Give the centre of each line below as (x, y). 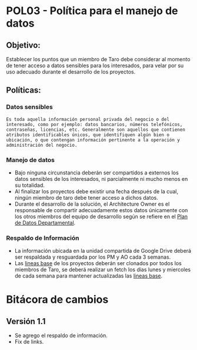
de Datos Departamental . (45, 223)
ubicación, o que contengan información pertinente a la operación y (93, 140)
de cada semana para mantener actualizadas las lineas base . (89, 276)
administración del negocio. (42, 145)
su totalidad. (30, 185)
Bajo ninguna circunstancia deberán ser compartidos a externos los (97, 173)
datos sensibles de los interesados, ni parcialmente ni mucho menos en (101, 179)
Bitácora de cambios (57, 300)
